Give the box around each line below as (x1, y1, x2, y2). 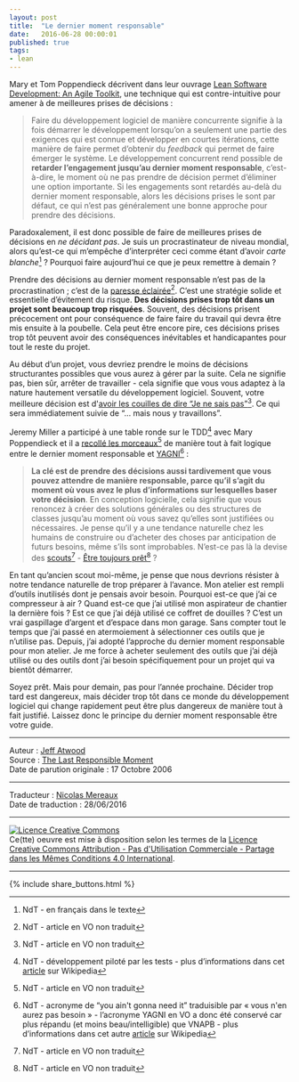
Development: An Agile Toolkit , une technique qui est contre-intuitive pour (9, 88, 281, 99)
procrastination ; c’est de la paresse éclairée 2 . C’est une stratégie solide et (9, 283, 282, 296)
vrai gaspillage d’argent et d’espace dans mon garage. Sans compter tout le (9, 616, 287, 628)
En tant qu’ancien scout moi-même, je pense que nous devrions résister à (9, 569, 279, 580)
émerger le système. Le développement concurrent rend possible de (30, 153, 283, 163)
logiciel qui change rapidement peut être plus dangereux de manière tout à (9, 700, 283, 711)
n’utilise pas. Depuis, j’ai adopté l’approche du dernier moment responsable (9, 636, 285, 647)
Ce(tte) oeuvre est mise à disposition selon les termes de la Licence (9, 834, 258, 844)
